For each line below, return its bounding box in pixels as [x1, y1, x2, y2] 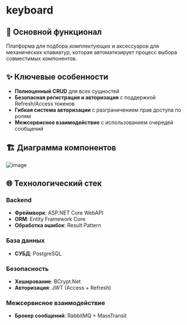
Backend [6, 196, 32, 204]
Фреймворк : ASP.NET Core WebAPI [14, 209, 104, 216]
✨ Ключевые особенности [6, 72, 108, 82]
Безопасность [6, 264, 49, 273]
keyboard [6, 4, 54, 17]
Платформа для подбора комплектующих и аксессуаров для [6, 42, 159, 49]
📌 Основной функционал [6, 27, 102, 37]
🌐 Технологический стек [6, 179, 102, 189]
